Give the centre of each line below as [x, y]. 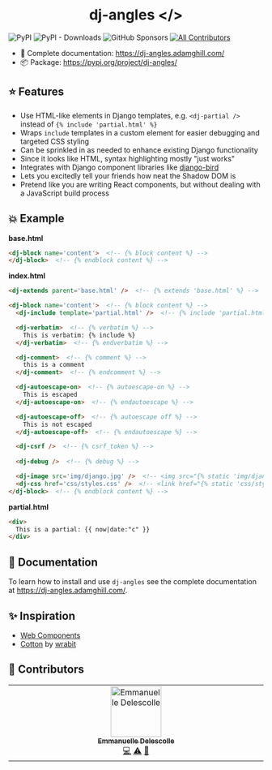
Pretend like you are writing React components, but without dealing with [140, 184]
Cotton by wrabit [48, 643]
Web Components [50, 635]
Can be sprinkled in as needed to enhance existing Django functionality [139, 150]
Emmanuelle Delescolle [136, 741]
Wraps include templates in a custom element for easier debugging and [140, 132]
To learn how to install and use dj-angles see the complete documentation [133, 582]
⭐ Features [36, 92]
